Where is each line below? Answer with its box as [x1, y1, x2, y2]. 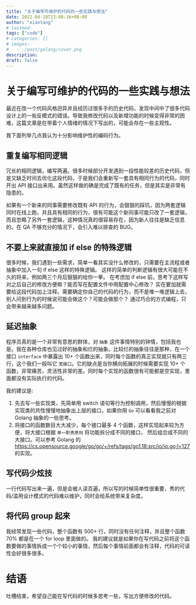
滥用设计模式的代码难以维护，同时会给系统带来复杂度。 [13, 492, 146, 499]
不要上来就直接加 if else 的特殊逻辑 [6, 242, 132, 252]
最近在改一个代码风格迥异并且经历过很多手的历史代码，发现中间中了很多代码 [6, 105, 190, 112]
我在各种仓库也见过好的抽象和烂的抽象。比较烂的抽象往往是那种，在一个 [16, 345, 190, 352]
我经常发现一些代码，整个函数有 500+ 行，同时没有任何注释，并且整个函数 [6, 527, 185, 535]
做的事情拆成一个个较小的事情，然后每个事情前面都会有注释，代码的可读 [16, 542, 190, 549]
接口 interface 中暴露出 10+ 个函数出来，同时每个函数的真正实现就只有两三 [6, 352, 187, 359]
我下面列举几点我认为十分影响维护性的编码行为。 [6, 132, 124, 139]
